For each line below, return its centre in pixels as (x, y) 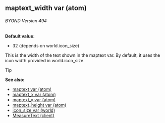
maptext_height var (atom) (39, 105)
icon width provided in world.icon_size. (45, 60)
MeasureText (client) (33, 115)
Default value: (20, 36)
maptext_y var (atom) (34, 100)
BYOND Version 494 (26, 20)
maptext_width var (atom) (46, 8)
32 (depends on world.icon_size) (46, 45)
